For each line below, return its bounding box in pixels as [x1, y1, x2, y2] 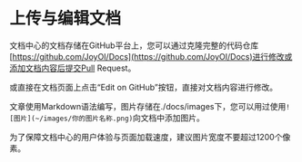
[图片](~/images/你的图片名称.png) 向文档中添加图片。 [9, 112, 205, 123]
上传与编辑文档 [9, 8, 122, 29]
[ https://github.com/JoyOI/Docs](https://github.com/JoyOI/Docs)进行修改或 [9, 51, 293, 62]
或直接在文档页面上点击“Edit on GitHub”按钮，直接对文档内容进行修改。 [9, 81, 278, 92]
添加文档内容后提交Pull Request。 [9, 62, 136, 73]
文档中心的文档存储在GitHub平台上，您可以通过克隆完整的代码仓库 [9, 40, 259, 51]
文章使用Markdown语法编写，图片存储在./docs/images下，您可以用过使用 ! [9, 100, 291, 111]
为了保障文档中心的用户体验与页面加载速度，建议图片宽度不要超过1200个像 [9, 131, 291, 142]
